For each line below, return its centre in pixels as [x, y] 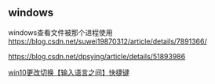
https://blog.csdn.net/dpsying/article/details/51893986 [97, 56]
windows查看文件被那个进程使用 [60, 32]
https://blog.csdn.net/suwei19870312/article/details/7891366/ [107, 41]
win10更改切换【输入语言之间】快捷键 [69, 72]
